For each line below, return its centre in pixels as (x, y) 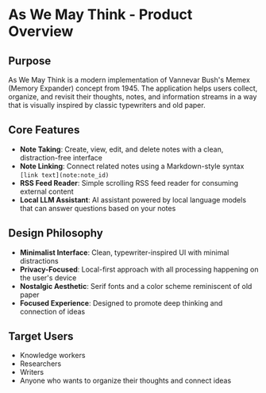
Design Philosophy (56, 233)
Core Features (44, 130)
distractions (39, 260)
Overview (41, 31)
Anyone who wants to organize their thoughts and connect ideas (125, 381)
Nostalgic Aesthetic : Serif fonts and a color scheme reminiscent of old (136, 286)
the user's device (48, 277)
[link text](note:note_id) (64, 175)
